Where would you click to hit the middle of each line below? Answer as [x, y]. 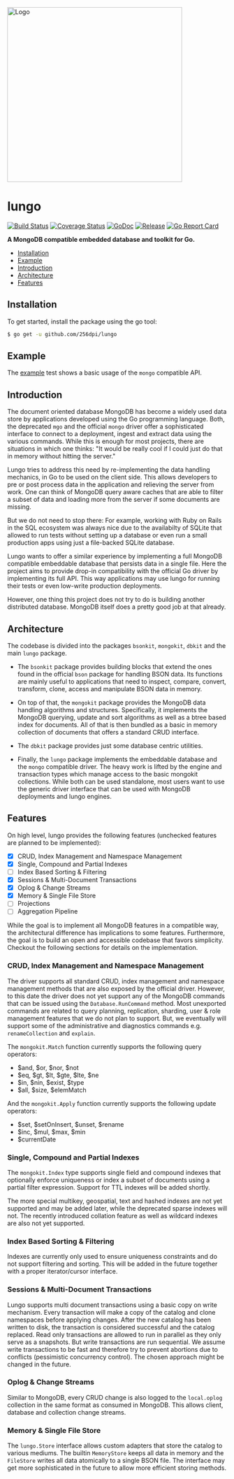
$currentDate [37, 1139]
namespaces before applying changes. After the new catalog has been [109, 1320]
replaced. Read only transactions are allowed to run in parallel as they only [114, 1334]
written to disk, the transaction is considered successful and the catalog [111, 1327]
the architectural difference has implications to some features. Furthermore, [116, 933]
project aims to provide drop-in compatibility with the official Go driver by [113, 571]
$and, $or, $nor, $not [48, 1067]
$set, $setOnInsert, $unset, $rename [71, 1124]
